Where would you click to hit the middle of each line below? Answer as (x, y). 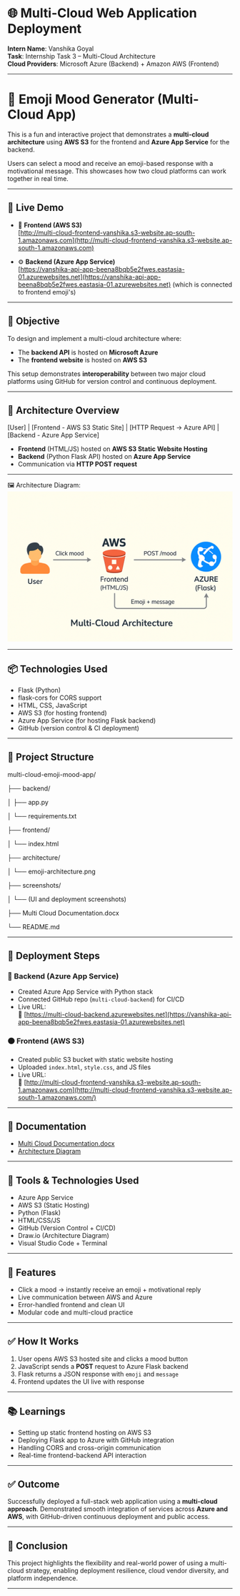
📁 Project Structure (51, 757)
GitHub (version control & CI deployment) (78, 728)
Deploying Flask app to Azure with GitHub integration (96, 1440)
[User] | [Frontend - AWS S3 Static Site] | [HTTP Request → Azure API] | (113, 427)
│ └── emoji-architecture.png (52, 871)
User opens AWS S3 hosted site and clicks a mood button (102, 1359)
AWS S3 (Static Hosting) (54, 1205)
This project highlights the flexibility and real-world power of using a (108, 1563)
